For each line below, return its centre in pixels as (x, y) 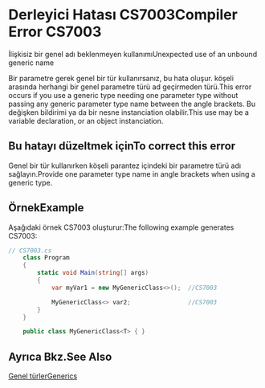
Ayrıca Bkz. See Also (60, 356)
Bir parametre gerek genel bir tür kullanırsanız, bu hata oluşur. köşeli (121, 78)
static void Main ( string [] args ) (93, 273)
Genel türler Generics (43, 376)
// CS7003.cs (30, 251)
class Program (46, 258)
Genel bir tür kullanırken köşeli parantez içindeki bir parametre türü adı (125, 165)
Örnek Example (46, 208)
